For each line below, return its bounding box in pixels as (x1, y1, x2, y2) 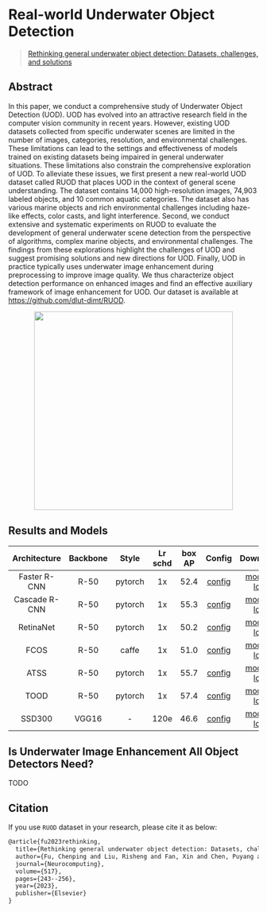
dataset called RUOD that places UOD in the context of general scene (8, 177, 236, 187)
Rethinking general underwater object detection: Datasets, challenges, (27, 48, 258, 58)
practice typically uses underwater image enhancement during (8, 261, 214, 271)
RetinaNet (18, 621, 56, 632)
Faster (18, 570, 42, 582)
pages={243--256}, (15, 875, 77, 883)
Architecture (12, 552, 61, 563)
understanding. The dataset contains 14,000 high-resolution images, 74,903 (8, 185, 257, 195)
